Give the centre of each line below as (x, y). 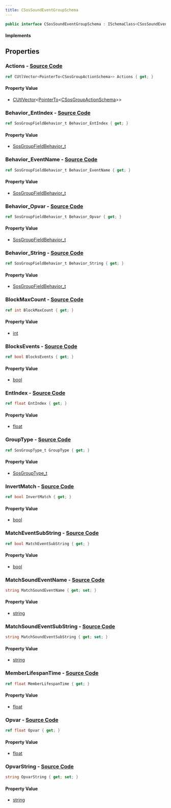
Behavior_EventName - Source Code (51, 160)
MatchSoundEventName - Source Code (55, 580)
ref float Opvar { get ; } (33, 730)
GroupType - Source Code (38, 439)
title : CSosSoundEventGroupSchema (42, 10)
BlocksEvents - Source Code (41, 346)
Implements (18, 36)
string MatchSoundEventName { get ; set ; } (51, 590)
